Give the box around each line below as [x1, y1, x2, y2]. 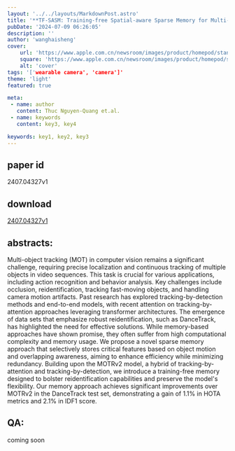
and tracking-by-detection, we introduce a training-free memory [34, 367, 220, 375]
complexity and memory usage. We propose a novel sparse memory [7, 337, 204, 345]
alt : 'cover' [20, 62, 58, 69]
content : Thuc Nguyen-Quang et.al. [16, 108, 120, 115]
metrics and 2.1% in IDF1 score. [7, 396, 97, 405]
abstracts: [7, 237, 54, 249]
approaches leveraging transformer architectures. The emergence [34, 307, 225, 316]
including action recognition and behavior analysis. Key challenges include [7, 277, 222, 286]
